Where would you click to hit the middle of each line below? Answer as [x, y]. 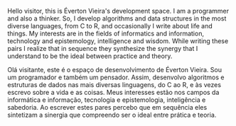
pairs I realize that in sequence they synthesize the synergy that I [103, 48]
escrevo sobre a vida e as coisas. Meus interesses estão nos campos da [113, 92]
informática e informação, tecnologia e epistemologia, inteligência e [107, 100]
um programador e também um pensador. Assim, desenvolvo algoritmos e [116, 77]
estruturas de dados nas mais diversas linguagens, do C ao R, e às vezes [114, 85]
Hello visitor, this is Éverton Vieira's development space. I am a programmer [118, 11]
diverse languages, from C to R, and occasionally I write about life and [110, 26]
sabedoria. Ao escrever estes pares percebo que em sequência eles [107, 107]
